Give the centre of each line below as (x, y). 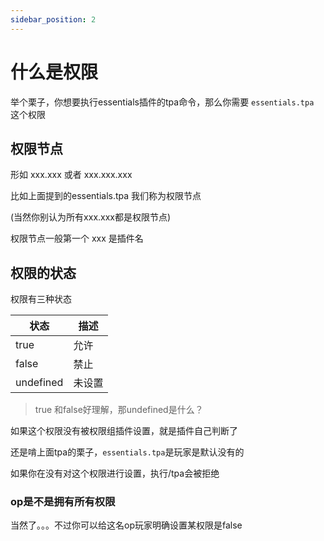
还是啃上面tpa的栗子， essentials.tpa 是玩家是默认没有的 (127, 452)
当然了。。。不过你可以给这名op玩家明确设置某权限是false (126, 525)
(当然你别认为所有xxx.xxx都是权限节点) (91, 217)
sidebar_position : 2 (53, 19)
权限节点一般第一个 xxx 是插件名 (77, 238)
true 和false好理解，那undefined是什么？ (119, 410)
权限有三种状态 (41, 299)
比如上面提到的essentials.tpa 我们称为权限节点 (106, 196)
